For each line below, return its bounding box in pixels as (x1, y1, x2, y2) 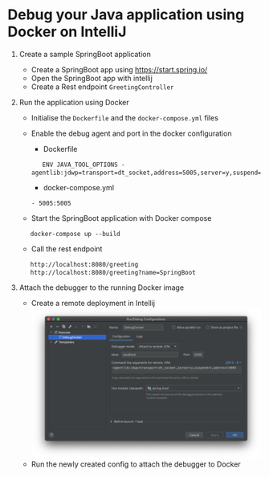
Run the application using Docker (18, 97, 129, 107)
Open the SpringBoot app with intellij (31, 73, 153, 83)
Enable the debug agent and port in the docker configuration (31, 128, 232, 138)
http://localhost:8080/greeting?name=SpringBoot (30, 268, 196, 276)
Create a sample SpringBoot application (18, 49, 152, 59)
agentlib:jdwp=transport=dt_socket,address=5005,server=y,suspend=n (31, 169, 266, 177)
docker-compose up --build (30, 230, 121, 238)
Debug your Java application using (7, 6, 245, 24)
